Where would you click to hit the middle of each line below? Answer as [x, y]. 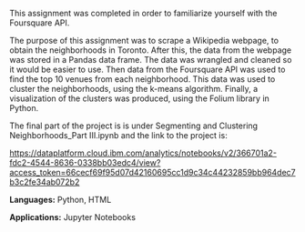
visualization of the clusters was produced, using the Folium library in [140, 98]
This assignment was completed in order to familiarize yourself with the [143, 13]
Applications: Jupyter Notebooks [73, 217]
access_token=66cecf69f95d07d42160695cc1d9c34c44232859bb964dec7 [152, 172]
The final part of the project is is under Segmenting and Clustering [133, 126]
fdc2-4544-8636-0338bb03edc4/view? [85, 162]
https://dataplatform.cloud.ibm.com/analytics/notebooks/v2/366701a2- [143, 153]
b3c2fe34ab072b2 [45, 182]
